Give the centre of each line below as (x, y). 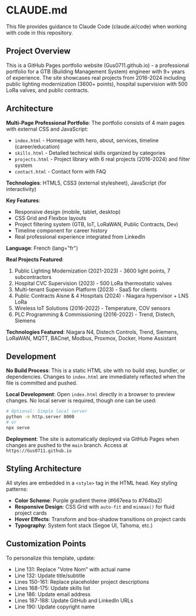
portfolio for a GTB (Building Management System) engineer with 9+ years (96, 72)
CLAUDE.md (37, 10)
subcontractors (33, 277)
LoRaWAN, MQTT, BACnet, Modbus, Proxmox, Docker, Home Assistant (91, 338)
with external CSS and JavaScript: (47, 129)
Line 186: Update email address (52, 594)
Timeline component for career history (61, 230)
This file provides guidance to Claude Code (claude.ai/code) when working (97, 26)
